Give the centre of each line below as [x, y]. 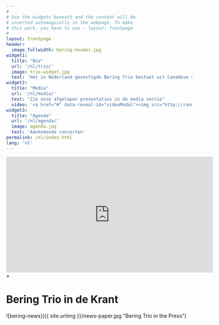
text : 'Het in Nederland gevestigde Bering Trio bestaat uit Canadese [100, 77]
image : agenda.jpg [34, 127]
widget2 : [17, 83]
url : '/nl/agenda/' [35, 121]
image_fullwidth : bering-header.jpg [56, 50]
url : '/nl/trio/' [33, 66]
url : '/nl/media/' [34, 94]
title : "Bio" [27, 61]
